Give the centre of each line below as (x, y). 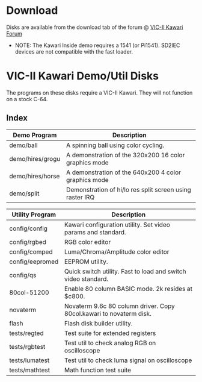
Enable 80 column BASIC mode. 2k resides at (128, 289)
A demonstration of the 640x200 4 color (124, 172)
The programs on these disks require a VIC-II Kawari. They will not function (99, 92)
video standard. (86, 279)
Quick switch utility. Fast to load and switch (125, 271)
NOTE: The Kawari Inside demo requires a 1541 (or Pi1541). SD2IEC (97, 45)
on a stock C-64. (27, 99)
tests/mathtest (29, 370)
